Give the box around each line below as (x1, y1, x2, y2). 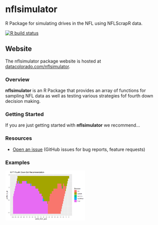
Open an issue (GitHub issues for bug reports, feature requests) (12, 146, 145, 152)
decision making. (5, 98, 41, 104)
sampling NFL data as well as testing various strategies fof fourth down (5, 93, 153, 99)
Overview (5, 76, 30, 83)
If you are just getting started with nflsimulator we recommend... (5, 122, 140, 128)
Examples (5, 159, 30, 166)
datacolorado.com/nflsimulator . (5, 63, 71, 69)
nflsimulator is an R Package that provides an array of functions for (5, 87, 146, 94)
